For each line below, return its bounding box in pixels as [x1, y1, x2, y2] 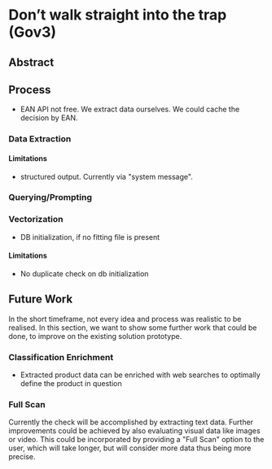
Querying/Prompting [8, 192, 92, 203]
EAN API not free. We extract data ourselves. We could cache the [20, 104, 240, 115]
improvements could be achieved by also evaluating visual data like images [8, 426, 261, 436]
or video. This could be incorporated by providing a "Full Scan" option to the [8, 435, 265, 445]
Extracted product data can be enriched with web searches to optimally [20, 370, 261, 380]
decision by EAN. [20, 113, 79, 123]
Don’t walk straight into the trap [8, 6, 227, 24]
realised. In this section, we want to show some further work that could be [8, 323, 257, 332]
